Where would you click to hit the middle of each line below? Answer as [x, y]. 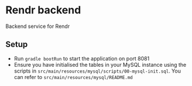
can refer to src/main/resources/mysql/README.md [73, 77]
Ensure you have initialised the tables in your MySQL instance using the [100, 64]
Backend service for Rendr [38, 26]
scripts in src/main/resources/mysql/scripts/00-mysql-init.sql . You [97, 71]
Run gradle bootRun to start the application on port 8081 [82, 58]
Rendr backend [43, 10]
